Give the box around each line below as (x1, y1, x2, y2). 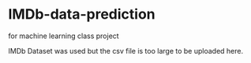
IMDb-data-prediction (8, 5, 155, 23)
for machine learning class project (8, 31, 120, 40)
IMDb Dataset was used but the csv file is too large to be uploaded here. (8, 46, 243, 55)
